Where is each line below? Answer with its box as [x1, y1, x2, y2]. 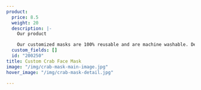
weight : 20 [11, 20, 39, 26]
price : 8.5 [11, 14, 39, 20]
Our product [17, 31, 47, 37]
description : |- [11, 25, 52, 32]
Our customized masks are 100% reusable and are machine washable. [17, 42, 188, 48]
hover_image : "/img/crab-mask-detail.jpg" [6, 69, 114, 75]
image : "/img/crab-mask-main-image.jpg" [6, 64, 109, 70]
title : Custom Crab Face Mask [6, 58, 82, 64]
